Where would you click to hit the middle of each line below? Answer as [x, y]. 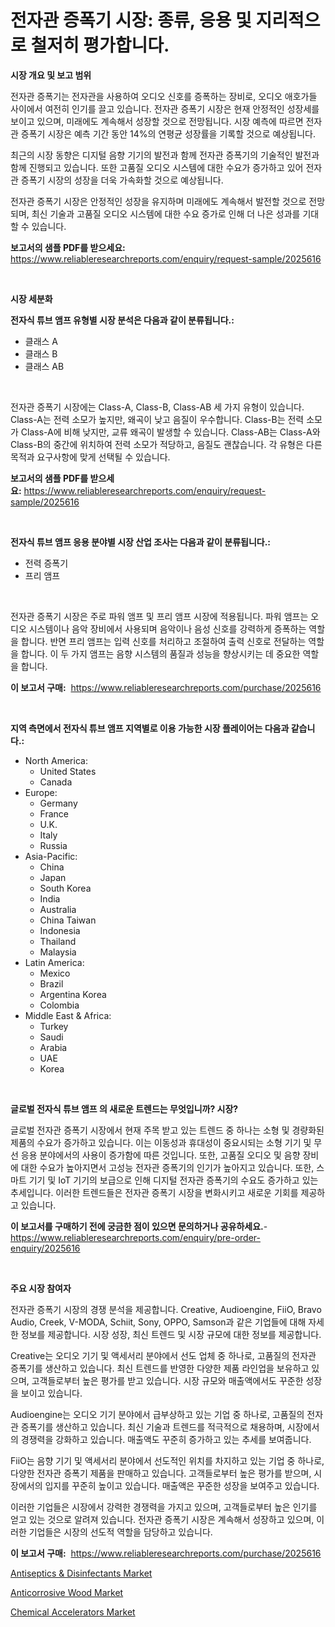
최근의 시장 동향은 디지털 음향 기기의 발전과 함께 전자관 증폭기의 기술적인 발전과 [165, 155]
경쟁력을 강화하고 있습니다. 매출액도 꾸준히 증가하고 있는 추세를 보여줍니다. [166, 1439]
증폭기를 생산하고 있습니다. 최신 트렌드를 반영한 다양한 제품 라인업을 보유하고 [160, 1368]
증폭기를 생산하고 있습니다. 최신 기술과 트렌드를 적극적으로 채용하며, [152, 1427]
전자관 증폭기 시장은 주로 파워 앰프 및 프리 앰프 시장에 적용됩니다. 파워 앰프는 [159, 616]
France [54, 813]
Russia [53, 845]
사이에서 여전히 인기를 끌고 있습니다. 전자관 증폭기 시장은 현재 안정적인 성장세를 [165, 108]
